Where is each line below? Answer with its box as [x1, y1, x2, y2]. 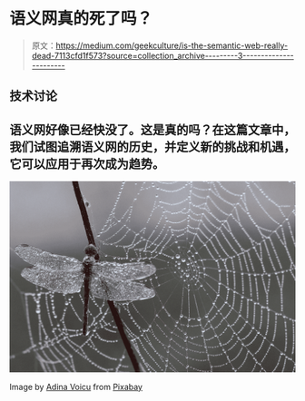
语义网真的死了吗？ [9, 8, 153, 29]
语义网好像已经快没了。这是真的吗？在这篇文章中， [9, 122, 296, 137]
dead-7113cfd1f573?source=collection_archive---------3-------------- [31, 50, 295, 61]
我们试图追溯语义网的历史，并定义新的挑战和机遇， [9, 139, 296, 154]
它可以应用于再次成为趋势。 [9, 156, 165, 171]
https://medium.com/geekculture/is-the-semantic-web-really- [55, 40, 289, 51]
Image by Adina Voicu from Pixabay [9, 381, 143, 392]
